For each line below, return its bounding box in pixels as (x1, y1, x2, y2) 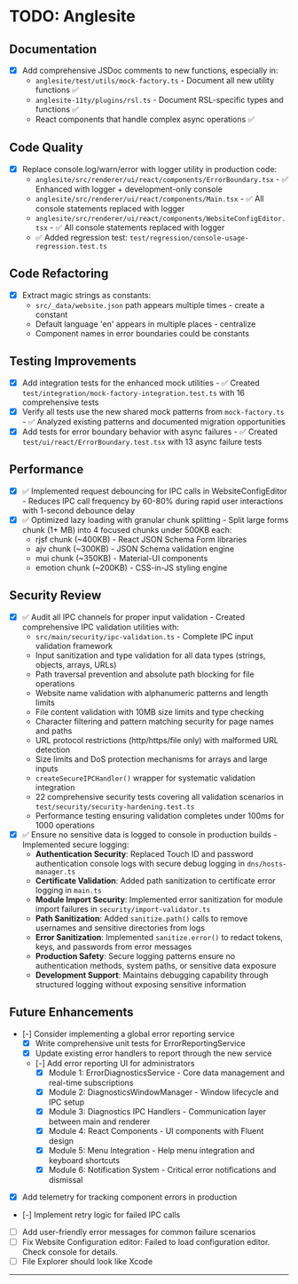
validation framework (35, 640, 114, 651)
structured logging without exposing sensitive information (35, 979, 247, 989)
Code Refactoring (9, 266, 109, 281)
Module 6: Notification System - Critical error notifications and (48, 1164, 277, 1175)
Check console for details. (21, 1247, 118, 1257)
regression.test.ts (35, 242, 108, 250)
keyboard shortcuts (48, 1154, 121, 1165)
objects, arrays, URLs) (35, 659, 117, 670)
